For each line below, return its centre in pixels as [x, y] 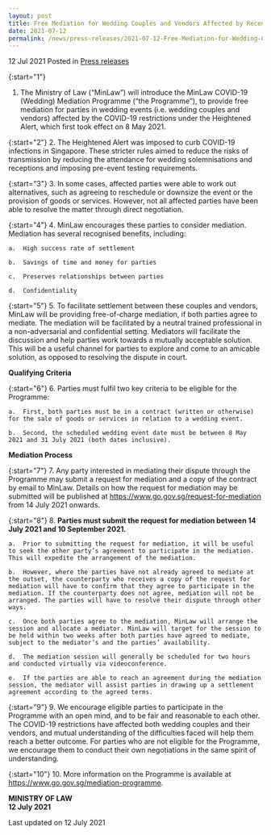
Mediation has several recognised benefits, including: [97, 234]
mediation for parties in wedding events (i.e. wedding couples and [130, 110]
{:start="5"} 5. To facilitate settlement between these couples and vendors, [133, 306]
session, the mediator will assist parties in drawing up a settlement [131, 685]
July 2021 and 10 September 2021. [67, 529]
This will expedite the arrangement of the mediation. [102, 558]
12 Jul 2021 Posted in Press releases [69, 61]
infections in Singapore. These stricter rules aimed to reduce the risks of [129, 151]
